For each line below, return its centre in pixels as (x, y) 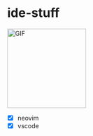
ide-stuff (34, 13)
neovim (28, 118)
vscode (28, 126)
